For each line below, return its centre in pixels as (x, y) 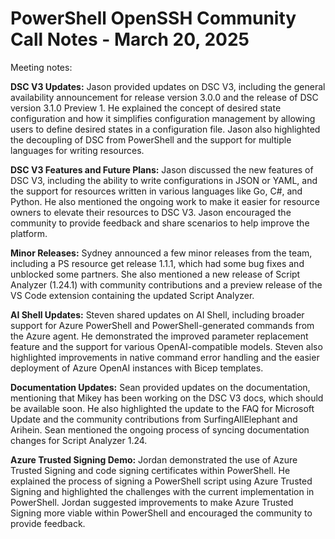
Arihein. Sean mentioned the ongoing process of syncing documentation (160, 429)
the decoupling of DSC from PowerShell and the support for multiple (151, 139)
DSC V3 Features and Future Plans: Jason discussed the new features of (162, 169)
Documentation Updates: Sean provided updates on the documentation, (160, 387)
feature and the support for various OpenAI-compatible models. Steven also (166, 346)
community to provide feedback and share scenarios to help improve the (160, 223)
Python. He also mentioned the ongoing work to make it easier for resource (165, 201)
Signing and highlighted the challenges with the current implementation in (162, 491)
